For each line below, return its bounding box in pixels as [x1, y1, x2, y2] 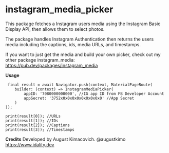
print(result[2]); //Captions [5, 122, 70, 128]
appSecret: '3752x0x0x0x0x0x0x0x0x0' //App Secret [24, 95, 135, 101]
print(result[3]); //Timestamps [5, 127, 74, 132]
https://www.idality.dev [5, 141, 54, 147]
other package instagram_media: [5, 56, 76, 63]
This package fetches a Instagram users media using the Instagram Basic [5, 21, 161, 27]
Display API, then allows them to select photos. [5, 26, 105, 32]
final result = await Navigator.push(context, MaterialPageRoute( [7, 82, 153, 87]
